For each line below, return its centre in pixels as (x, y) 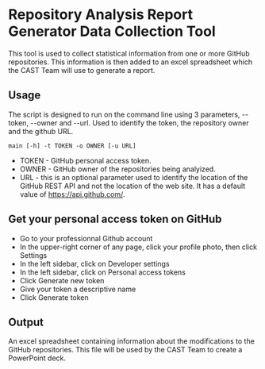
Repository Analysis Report (100, 15)
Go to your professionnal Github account (86, 238)
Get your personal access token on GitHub (115, 219)
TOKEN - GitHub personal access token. (86, 160)
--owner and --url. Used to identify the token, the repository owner (140, 123)
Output (26, 322)
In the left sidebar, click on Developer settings (94, 263)
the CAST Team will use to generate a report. (82, 70)
